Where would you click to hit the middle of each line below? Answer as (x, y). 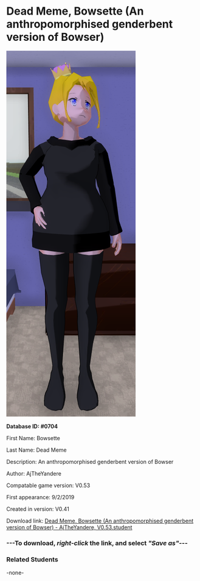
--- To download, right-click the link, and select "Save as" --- (97, 543)
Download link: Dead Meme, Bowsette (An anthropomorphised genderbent (100, 521)
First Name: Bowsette (33, 438)
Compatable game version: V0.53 (48, 485)
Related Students (33, 559)
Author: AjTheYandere (34, 473)
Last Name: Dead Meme (36, 450)
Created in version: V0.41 (38, 509)
